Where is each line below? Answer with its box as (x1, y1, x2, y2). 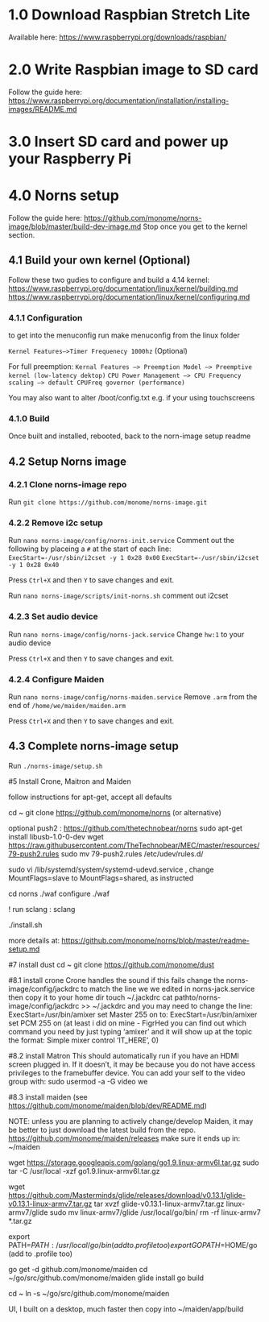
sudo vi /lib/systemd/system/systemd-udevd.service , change (8, 864, 214, 874)
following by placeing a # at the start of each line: (8, 544, 172, 553)
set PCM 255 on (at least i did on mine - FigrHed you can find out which (8, 1017, 247, 1028)
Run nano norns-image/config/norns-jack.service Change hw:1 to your (8, 629, 245, 639)
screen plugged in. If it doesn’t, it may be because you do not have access (8, 1059, 255, 1069)
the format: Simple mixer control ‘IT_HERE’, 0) (8, 1035, 159, 1045)
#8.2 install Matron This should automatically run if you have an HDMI (8, 1051, 239, 1060)
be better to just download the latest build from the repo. (8, 1125, 196, 1134)
